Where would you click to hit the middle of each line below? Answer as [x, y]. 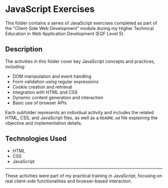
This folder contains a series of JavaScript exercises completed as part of [81, 23]
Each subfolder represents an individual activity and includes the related [79, 112]
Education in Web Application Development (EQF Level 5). [65, 33]
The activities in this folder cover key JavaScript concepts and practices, [80, 61]
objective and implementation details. [44, 123]
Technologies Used [36, 139]
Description [24, 49]
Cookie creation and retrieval [42, 87]
